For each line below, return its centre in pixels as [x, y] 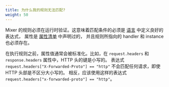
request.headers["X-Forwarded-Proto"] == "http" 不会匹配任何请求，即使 [83, 66]
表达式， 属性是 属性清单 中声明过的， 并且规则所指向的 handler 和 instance [84, 36]
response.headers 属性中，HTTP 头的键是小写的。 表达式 [65, 60]
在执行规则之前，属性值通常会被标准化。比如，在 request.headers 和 [77, 53]
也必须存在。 [19, 42]
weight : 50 [17, 15]
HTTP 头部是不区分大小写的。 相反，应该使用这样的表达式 [66, 72]
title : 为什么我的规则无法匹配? [35, 10]
